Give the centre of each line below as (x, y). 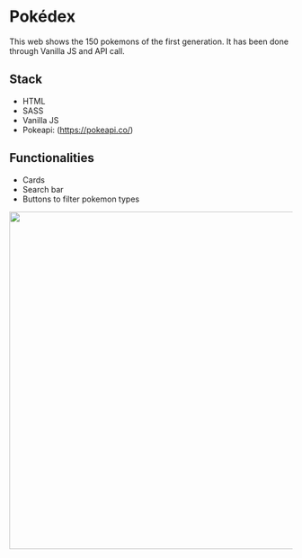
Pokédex (43, 17)
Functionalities (52, 158)
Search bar (43, 189)
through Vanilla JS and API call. (67, 50)
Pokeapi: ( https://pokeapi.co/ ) (78, 130)
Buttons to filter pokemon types (81, 199)
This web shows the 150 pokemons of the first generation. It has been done (149, 41)
